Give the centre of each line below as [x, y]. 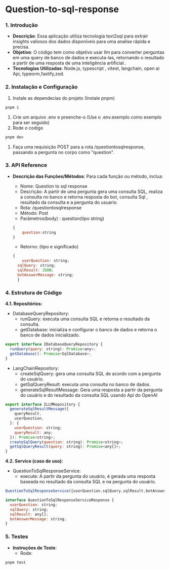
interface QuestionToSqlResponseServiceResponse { [60, 500]
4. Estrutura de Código [34, 292]
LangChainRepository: [36, 368]
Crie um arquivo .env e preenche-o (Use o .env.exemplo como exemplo [87, 117]
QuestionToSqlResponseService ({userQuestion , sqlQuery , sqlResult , [75, 491]
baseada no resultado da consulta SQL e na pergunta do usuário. [88, 482]
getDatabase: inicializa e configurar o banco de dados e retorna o [89, 330]
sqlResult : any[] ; [29, 514]
